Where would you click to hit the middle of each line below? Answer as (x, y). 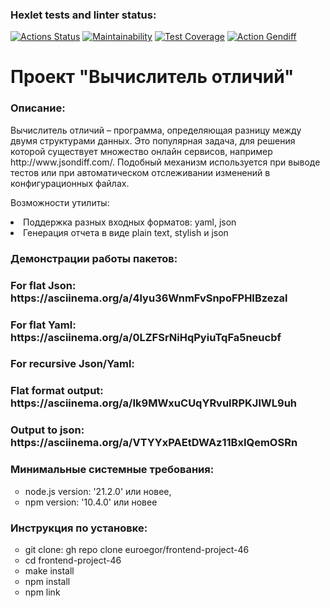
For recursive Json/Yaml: (72, 364)
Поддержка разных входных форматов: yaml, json (130, 222)
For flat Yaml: (43, 325)
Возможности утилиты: (60, 202)
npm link (42, 592)
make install (49, 570)
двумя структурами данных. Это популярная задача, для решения (153, 140)
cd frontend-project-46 (73, 560)
